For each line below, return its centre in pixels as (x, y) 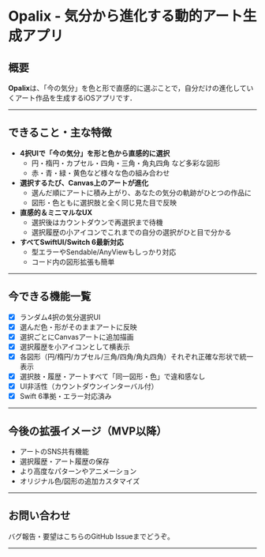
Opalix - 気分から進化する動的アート (125, 16)
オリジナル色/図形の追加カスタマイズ (80, 481)
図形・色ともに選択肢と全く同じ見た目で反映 (104, 202)
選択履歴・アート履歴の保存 (64, 461)
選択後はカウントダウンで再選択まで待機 (97, 222)
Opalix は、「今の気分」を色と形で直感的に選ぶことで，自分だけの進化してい (131, 88)
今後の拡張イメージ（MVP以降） (88, 431)
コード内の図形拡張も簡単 (73, 262)
